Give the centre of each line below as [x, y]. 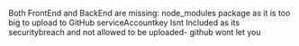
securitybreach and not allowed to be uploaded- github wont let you [135, 32]
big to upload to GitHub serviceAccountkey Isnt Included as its [124, 23]
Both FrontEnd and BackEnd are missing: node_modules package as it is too [149, 13]
